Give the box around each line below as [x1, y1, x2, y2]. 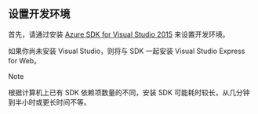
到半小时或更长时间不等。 [8, 97, 91, 107]
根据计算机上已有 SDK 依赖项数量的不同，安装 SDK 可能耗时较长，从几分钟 [8, 87, 250, 97]
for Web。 [8, 55, 42, 65]
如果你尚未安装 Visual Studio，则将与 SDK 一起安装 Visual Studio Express [8, 46, 245, 55]
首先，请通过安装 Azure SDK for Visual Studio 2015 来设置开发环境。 [8, 30, 230, 39]
